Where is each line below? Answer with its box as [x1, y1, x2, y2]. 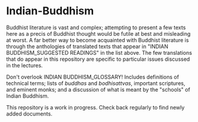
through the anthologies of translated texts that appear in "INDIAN [6, 43, 169, 50]
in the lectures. [6, 61, 43, 69]
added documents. [6, 110, 52, 117]
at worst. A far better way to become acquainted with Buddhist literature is [6, 36, 189, 43]
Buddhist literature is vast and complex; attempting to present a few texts [6, 24, 186, 31]
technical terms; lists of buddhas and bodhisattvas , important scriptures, [6, 79, 185, 87]
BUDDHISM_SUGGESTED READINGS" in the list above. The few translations [6, 49, 193, 56]
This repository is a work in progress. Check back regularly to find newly [6, 104, 185, 111]
